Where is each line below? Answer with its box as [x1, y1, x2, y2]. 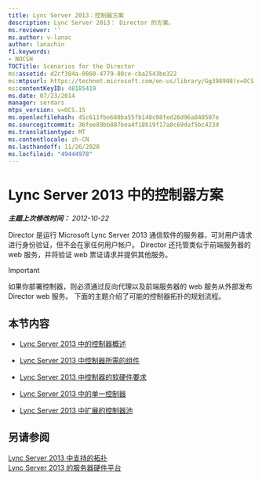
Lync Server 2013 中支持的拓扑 [8, 453, 108, 463]
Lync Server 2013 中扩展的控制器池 [19, 405, 133, 415]
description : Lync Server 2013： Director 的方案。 [8, 19, 175, 27]
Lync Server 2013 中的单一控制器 [19, 389, 127, 398]
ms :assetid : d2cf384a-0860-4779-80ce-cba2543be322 [8, 70, 177, 78]
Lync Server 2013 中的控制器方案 [8, 186, 224, 204]
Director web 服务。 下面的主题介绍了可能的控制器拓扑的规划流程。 [8, 292, 226, 301]
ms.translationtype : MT [8, 128, 86, 136]
